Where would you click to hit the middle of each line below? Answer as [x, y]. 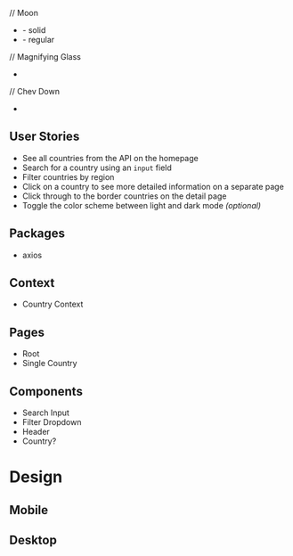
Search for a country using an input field [97, 168]
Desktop [33, 540]
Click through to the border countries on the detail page [124, 196]
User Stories [45, 137]
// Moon [24, 13]
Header [36, 432]
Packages [37, 234]
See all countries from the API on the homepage [110, 158]
